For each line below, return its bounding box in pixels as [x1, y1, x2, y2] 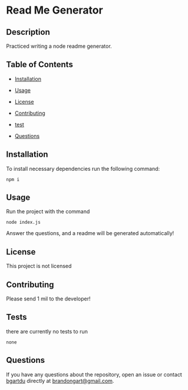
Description [6, 27, 50, 37]
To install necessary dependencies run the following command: [6, 165, 160, 172]
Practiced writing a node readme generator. [6, 42, 112, 49]
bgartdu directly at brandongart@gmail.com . [6, 377, 114, 384]
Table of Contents [6, 60, 74, 70]
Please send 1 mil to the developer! [6, 295, 91, 302]
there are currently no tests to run [6, 328, 88, 335]
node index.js [6, 219, 41, 226]
